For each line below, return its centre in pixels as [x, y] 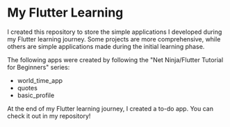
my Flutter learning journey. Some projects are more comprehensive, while [114, 39]
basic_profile [36, 95]
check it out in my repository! [49, 116]
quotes [27, 88]
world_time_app [40, 80]
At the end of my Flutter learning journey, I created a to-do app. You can [110, 108]
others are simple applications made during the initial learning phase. [106, 46]
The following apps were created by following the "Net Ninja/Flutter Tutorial [115, 59]
